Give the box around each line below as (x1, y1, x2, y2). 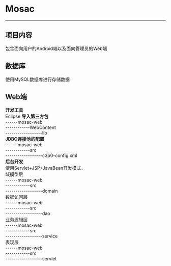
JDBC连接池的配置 (5, 136, 44, 142)
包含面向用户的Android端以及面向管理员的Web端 (5, 45, 107, 51)
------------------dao (5, 210, 50, 217)
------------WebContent (5, 124, 56, 130)
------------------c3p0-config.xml (5, 152, 77, 158)
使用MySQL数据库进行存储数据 (5, 76, 70, 82)
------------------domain (5, 188, 58, 194)
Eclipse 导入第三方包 (5, 113, 49, 120)
